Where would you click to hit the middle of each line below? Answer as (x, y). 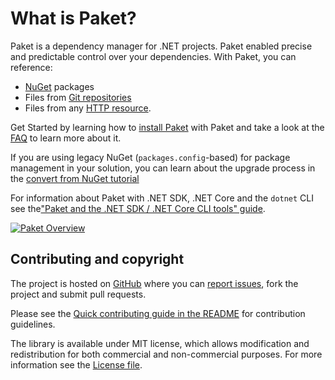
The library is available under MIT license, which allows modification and (160, 343)
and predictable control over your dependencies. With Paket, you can (153, 56)
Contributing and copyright (97, 259)
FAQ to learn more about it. (66, 138)
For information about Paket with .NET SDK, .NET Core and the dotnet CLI (162, 198)
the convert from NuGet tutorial (75, 178)
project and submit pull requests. (78, 294)
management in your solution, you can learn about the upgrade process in (163, 168)
